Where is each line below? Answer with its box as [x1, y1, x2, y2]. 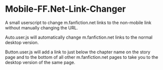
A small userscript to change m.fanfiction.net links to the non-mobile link [5, 20, 152, 25]
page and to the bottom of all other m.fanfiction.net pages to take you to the [5, 54, 158, 60]
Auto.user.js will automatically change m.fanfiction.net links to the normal [5, 34, 153, 40]
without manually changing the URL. [5, 24, 78, 30]
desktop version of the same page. [5, 59, 76, 65]
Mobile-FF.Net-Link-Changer [5, 3, 126, 15]
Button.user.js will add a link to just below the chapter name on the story [5, 49, 151, 55]
